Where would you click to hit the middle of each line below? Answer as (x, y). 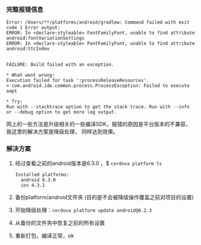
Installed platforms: (42, 174)
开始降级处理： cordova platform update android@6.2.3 (83, 210)
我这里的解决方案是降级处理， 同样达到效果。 (62, 132)
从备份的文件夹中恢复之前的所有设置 (60, 223)
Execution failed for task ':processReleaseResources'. (78, 81)
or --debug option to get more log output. (62, 112)
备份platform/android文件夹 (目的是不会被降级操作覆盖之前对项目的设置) (104, 197)
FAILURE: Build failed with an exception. (60, 65)
